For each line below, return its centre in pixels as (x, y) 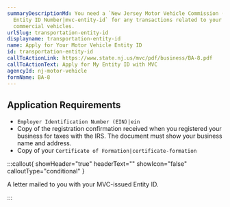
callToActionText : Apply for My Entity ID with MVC (82, 64)
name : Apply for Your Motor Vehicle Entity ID (75, 45)
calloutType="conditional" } (46, 171)
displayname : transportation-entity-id (64, 39)
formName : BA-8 (29, 77)
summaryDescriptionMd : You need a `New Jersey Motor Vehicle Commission (113, 13)
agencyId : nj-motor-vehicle (47, 71)
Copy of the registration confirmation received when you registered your (119, 129)
